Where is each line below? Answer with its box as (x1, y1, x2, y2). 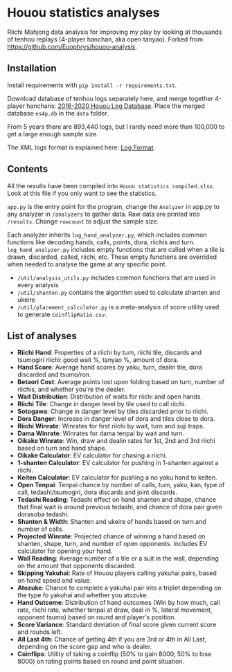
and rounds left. (17, 628, 63, 636)
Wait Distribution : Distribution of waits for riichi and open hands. (17, 392, 203, 401)
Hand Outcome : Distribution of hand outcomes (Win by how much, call (17, 599, 220, 607)
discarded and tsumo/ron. (17, 370, 91, 379)
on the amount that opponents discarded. (17, 562, 136, 570)
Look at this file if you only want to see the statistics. (7, 189, 157, 197)
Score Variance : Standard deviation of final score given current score (17, 621, 217, 629)
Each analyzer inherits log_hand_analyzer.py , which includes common (7, 230, 207, 239)
